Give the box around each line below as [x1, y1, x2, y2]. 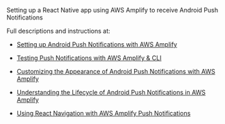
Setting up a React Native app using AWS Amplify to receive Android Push [6, 6, 219, 14]
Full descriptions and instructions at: [6, 27, 110, 35]
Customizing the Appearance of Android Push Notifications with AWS [16, 68, 216, 75]
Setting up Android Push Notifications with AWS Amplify [16, 40, 178, 48]
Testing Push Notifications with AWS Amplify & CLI [16, 54, 162, 62]
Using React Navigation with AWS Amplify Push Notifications [16, 109, 191, 117]
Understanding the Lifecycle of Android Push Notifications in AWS [16, 88, 206, 96]
